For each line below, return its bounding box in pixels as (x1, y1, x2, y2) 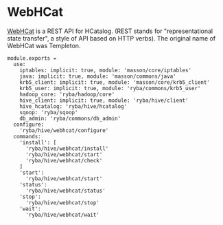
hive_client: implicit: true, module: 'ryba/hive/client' (19, 97, 189, 104)
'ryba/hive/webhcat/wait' (25, 211, 99, 218)
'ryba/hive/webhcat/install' (25, 145, 109, 152)
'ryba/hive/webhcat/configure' (19, 127, 109, 134)
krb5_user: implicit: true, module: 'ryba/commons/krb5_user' (19, 85, 201, 92)
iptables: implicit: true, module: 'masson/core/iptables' (19, 67, 192, 74)
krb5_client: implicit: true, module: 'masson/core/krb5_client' (19, 78, 211, 86)
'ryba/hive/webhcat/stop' (25, 199, 99, 206)
